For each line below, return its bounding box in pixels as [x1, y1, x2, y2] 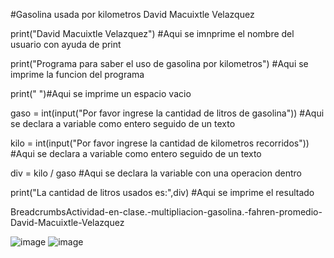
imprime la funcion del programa [10, 69, 145, 80]
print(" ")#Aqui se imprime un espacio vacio [10, 88, 192, 99]
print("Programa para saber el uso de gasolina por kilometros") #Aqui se [10, 58, 309, 69]
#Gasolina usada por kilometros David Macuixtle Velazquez [10, 9, 255, 20]
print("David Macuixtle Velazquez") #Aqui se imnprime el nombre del [10, 28, 295, 39]
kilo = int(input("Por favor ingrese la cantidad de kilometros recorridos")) [10, 137, 310, 149]
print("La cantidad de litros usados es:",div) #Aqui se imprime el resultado [10, 187, 315, 198]
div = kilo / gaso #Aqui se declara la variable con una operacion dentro [10, 167, 302, 179]
